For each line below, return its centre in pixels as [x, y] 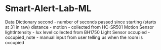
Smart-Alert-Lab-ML [48, 8]
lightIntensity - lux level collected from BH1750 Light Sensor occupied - [78, 32]
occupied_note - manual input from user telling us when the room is [74, 37]
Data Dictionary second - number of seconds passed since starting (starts [81, 22]
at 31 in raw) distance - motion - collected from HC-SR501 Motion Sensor [80, 27]
